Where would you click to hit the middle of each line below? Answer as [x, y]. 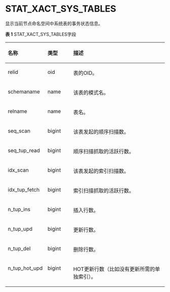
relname [17, 111]
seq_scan [19, 131]
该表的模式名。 [91, 93]
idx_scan [18, 170]
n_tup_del [19, 248]
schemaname [24, 92]
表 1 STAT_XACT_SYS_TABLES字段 [41, 34]
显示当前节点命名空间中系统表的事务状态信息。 [54, 23]
